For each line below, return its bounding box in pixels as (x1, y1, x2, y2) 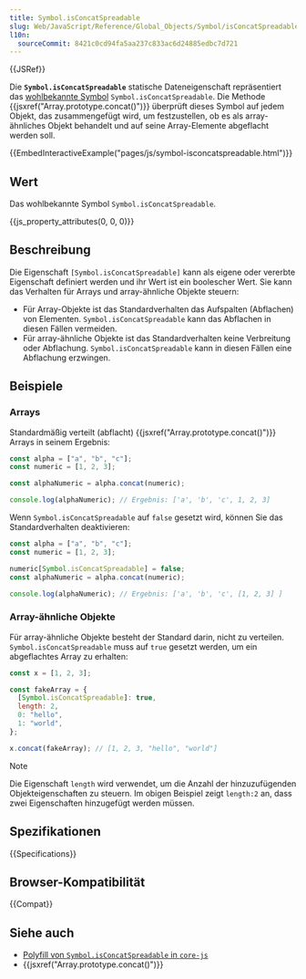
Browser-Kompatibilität (9, 874, 146, 890)
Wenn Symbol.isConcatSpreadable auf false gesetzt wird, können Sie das (9, 512, 284, 523)
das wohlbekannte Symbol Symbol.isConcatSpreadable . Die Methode (9, 91, 266, 102)
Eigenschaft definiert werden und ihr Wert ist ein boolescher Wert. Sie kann (9, 276, 293, 287)
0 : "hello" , (17, 711, 64, 720)
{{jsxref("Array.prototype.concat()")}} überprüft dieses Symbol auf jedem (9, 101, 285, 112)
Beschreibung (9, 243, 91, 258)
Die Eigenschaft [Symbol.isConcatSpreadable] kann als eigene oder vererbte (9, 266, 296, 277)
